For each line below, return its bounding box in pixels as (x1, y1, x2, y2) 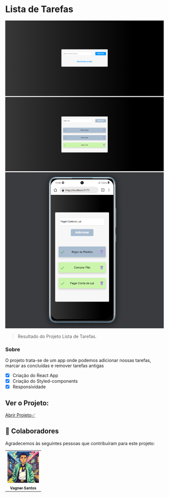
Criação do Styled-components (12, 378, 78, 384)
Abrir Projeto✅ (5, 412, 35, 418)
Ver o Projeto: (5, 399, 49, 407)
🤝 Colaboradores (5, 427, 59, 436)
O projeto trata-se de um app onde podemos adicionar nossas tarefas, (5, 358, 151, 364)
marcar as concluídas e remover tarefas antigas (5, 363, 104, 369)
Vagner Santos (10, 485, 37, 490)
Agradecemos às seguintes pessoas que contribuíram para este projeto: (5, 440, 155, 446)
